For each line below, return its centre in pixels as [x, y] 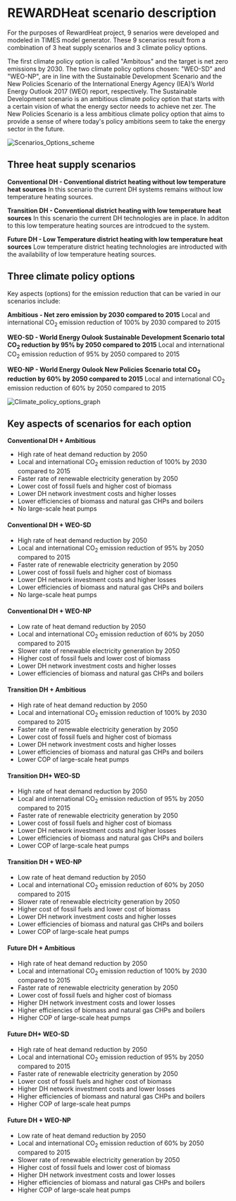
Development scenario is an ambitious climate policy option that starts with [116, 99]
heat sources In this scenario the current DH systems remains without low [115, 189]
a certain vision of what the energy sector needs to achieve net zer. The [112, 106]
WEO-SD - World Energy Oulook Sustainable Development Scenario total [116, 338]
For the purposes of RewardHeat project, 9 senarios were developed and [113, 32]
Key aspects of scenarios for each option [99, 424]
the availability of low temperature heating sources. [82, 254]
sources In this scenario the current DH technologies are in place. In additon [118, 218]
